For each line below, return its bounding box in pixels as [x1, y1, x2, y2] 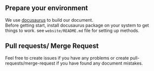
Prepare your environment [5, 4, 88, 12]
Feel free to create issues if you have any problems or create [5, 55, 129, 61]
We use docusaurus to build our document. [5, 17, 93, 23]
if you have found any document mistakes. [56, 60, 143, 66]
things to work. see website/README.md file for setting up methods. [5, 27, 140, 34]
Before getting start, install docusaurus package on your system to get [5, 22, 150, 28]
